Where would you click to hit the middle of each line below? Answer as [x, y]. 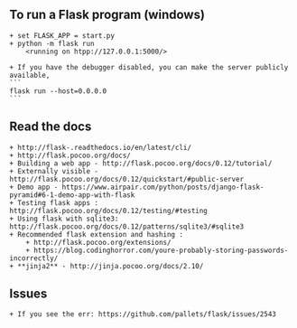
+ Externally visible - [54, 171]
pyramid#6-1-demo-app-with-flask [72, 195]
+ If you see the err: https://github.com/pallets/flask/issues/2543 [143, 314]
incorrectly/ [34, 258]
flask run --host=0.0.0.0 [58, 91]
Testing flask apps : [58, 202]
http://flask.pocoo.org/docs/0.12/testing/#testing [108, 211]
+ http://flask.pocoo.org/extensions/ [98, 242]
